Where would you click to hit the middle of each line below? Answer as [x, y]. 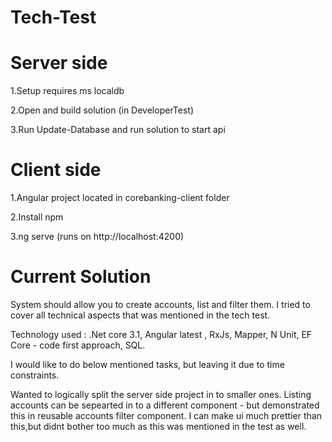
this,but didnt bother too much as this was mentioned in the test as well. [158, 426]
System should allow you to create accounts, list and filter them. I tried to [160, 304]
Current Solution [81, 277]
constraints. [35, 375]
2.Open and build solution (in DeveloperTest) [102, 110]
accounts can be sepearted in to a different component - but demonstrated [165, 405]
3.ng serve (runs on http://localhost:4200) [97, 237]
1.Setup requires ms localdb [67, 91]
